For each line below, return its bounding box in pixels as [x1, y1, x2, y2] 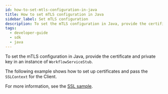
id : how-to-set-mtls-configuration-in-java [5, 7, 97, 12]
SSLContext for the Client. [5, 73, 57, 80]
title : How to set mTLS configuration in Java [5, 12, 104, 17]
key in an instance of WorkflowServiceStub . [5, 58, 93, 65]
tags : [5, 26, 16, 31]
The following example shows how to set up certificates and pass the [5, 68, 148, 74]
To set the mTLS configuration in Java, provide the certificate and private [5, 53, 156, 59]
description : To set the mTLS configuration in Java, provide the [5, 21, 146, 26]
